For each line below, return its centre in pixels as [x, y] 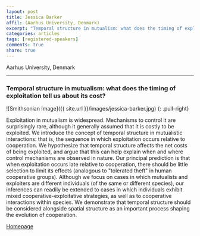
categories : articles [33, 34]
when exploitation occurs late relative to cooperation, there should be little [97, 165]
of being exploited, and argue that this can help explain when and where [95, 152]
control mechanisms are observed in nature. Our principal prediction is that [98, 158]
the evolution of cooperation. [42, 215]
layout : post [22, 12]
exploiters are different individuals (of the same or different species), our [95, 183]
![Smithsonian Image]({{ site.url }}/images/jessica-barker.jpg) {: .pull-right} [98, 109]
